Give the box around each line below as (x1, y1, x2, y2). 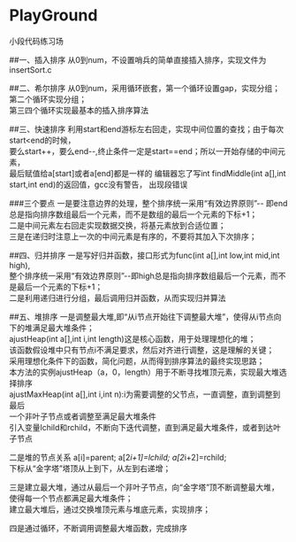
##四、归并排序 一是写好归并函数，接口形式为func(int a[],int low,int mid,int (9, 250, 280, 260)
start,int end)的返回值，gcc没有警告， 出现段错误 (9, 179, 188, 190)
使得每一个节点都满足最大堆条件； (9, 492, 133, 503)
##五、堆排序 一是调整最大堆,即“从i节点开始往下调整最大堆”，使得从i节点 (9, 311, 274, 321)
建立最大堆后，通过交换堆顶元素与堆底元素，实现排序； (9, 504, 210, 515)
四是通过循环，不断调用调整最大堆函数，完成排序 (9, 523, 187, 533)
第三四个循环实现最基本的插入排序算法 (9, 105, 148, 115)
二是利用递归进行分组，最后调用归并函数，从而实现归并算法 (9, 292, 226, 303)
